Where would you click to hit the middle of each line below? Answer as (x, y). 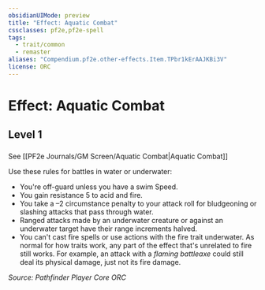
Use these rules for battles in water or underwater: (90, 172)
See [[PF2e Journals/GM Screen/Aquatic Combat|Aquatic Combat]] (118, 156)
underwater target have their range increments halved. (108, 229)
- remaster (33, 52)
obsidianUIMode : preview (49, 15)
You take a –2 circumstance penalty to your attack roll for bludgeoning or (138, 204)
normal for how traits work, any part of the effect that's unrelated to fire (136, 246)
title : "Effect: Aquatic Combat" (63, 23)
